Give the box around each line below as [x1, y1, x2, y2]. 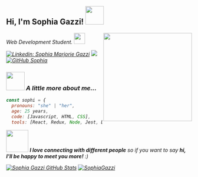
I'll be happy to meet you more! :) [6, 153, 88, 160]
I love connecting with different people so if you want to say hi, [29, 146, 186, 153]
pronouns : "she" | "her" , [11, 102, 75, 109]
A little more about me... [25, 84, 97, 92]
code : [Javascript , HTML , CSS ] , [11, 113, 91, 119]
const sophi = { [6, 98, 46, 103]
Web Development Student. [6, 38, 73, 45]
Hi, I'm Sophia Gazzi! [6, 17, 84, 27]
